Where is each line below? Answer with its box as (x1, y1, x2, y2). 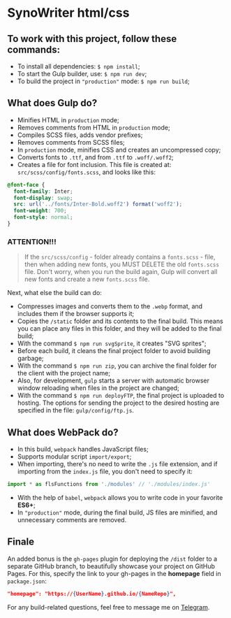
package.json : (7, 577, 47, 585)
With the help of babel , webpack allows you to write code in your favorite (17, 493, 223, 501)
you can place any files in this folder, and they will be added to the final (17, 324, 222, 333)
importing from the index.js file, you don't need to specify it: (17, 467, 193, 476)
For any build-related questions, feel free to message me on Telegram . (7, 603, 210, 611)
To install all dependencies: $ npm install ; (17, 62, 140, 71)
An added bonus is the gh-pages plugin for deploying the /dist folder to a (7, 554, 218, 563)
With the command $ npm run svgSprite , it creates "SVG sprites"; (17, 339, 207, 347)
